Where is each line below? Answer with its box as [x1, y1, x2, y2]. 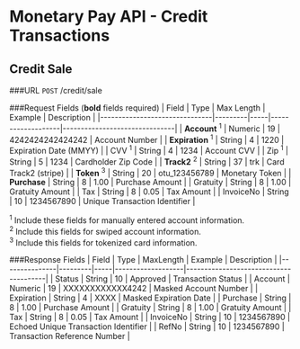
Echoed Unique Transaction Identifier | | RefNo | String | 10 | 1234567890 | [9, 321, 285, 332]
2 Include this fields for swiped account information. [9, 224, 202, 237]
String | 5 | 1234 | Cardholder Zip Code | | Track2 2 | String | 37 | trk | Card [9, 155, 285, 167]
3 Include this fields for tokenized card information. [9, 236, 198, 248]
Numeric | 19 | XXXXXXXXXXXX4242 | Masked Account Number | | [9, 283, 259, 294]
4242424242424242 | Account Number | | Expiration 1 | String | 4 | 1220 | [9, 132, 285, 145]
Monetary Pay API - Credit [9, 6, 208, 27]
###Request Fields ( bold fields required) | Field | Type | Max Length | [9, 103, 266, 113]
